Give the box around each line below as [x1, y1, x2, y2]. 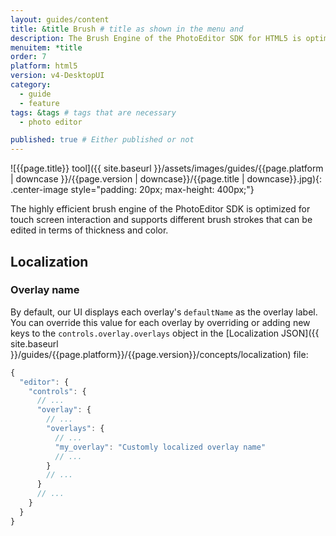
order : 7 [10, 52, 47, 62]
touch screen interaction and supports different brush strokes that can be [10, 214, 313, 226]
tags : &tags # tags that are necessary [10, 107, 177, 118]
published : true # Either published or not [10, 135, 195, 145]
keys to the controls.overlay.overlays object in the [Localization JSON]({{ [10, 327, 320, 339]
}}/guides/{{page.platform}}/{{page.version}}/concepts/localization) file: [10, 348, 309, 360]
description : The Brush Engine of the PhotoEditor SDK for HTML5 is [10, 33, 302, 43]
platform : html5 [10, 61, 78, 71]
